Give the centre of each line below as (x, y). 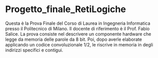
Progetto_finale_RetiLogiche (66, 9)
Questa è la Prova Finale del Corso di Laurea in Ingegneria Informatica (78, 23)
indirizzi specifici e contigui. (34, 50)
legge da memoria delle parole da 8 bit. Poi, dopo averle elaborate (74, 39)
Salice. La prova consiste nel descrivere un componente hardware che (78, 34)
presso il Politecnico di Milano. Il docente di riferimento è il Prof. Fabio (77, 28)
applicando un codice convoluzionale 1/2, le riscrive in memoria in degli (79, 44)
